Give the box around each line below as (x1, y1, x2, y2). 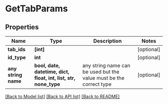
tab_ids (7, 46, 26, 53)
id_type (7, 54, 26, 61)
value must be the (82, 75, 125, 81)
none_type (34, 81, 60, 88)
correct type (82, 81, 111, 88)
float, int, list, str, (34, 75, 76, 81)
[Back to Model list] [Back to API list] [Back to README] (5, 94, 120, 100)
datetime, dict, (34, 68, 69, 75)
